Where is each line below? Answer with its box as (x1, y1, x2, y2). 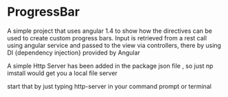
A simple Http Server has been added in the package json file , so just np (7, 61, 214, 70)
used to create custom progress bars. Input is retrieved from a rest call (7, 33, 207, 42)
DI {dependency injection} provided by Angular (7, 48, 141, 57)
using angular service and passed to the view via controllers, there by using (7, 41, 222, 49)
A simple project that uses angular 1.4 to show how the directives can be (7, 27, 213, 35)
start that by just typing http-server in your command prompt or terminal (7, 82, 212, 90)
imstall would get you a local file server (7, 69, 118, 77)
